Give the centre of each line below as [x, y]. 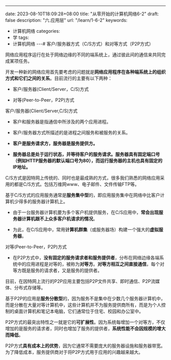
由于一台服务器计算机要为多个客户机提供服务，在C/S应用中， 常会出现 [86, 212]
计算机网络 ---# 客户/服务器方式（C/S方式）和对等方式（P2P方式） [83, 44]
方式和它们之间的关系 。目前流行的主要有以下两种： [59, 78]
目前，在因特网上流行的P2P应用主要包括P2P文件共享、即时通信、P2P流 [80, 281]
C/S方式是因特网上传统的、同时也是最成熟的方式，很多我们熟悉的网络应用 [83, 178]
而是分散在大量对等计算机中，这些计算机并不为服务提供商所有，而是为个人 [83, 305]
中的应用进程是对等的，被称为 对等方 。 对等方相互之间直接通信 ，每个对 [91, 264]
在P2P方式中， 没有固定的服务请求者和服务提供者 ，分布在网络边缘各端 [86, 258]
